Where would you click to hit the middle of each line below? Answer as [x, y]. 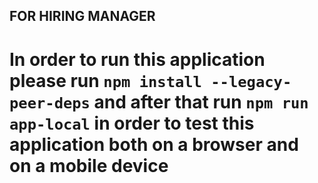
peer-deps [50, 103]
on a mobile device [89, 165]
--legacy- [251, 81]
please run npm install [105, 80]
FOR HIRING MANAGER [82, 16]
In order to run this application [137, 59]
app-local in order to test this [132, 123]
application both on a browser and [154, 144]
